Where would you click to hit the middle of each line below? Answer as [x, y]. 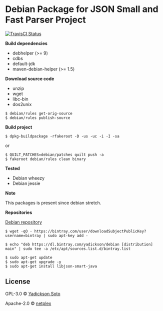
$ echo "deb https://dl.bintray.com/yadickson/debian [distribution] [79, 244]
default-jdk [24, 63]
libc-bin [20, 99]
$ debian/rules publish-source [38, 118]
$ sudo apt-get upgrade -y [33, 262]
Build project [19, 127]
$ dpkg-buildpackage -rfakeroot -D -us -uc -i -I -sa [62, 136]
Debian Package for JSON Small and [82, 9]
